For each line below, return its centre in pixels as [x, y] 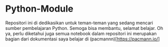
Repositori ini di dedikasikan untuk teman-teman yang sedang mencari [79, 23]
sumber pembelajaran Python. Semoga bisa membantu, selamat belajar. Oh [84, 28]
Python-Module [39, 9]
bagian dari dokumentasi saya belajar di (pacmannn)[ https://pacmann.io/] [83, 39]
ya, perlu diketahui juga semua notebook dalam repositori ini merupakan [81, 33]
